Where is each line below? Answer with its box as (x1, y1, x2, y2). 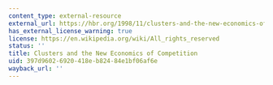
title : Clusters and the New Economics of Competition (8, 49, 198, 57)
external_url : (8, 19, 57, 28)
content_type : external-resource (8, 11, 122, 20)
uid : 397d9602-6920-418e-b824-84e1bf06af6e (8, 57, 158, 66)
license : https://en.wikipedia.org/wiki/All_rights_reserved (8, 34, 220, 43)
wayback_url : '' (8, 65, 63, 73)
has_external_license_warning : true (8, 27, 132, 35)
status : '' (8, 42, 45, 50)
